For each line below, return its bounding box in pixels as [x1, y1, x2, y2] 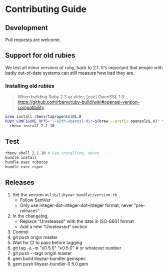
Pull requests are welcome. [5, 37, 61, 43]
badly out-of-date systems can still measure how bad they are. [5, 70, 135, 76]
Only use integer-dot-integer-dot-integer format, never [19, 202, 133, 208]
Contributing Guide [5, 4, 86, 15]
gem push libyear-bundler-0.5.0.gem [12, 260, 88, 266]
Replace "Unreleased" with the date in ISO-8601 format [19, 218, 134, 224]
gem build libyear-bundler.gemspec [12, 255, 86, 261]
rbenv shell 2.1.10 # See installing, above [5, 150, 99, 156]
